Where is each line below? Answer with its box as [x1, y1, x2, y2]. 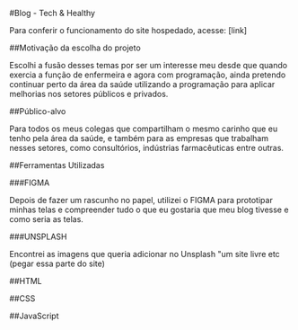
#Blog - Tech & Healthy [9, 8, 96, 18]
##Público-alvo [9, 106, 66, 116]
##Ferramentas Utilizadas [9, 160, 105, 170]
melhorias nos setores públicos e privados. [9, 89, 169, 99]
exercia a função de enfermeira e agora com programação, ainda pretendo [9, 69, 286, 80]
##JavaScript [9, 310, 59, 321]
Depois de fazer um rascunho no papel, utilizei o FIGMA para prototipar [9, 195, 274, 205]
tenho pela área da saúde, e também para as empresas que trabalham [9, 133, 269, 143]
